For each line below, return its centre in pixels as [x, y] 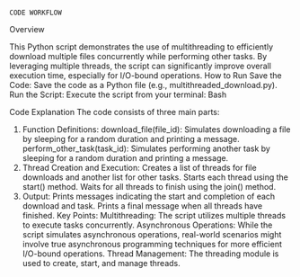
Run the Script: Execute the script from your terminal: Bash [118, 94]
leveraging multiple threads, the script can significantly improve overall [141, 66]
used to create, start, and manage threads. [101, 263]
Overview [27, 29]
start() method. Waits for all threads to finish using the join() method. [149, 187]
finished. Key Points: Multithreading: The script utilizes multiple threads [154, 215]
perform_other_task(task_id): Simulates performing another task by [146, 148]
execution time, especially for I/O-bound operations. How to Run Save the [146, 76]
